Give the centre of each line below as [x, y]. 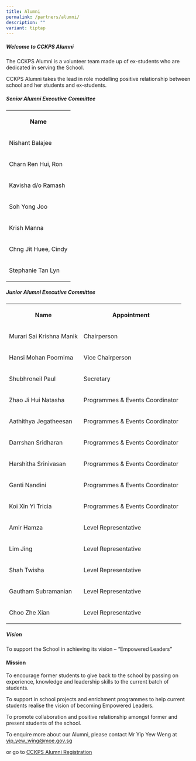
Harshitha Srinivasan [37, 464]
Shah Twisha [27, 570]
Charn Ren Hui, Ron [36, 164]
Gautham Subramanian [40, 592]
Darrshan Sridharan [36, 443]
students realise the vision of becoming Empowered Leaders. [80, 706]
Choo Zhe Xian [30, 613]
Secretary [97, 379]
